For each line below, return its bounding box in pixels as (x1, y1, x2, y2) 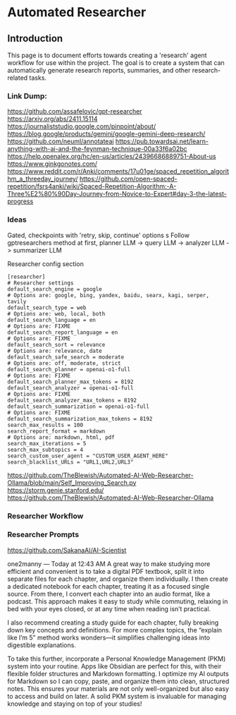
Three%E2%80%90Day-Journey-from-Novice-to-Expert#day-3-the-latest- (7, 190, 228, 198)
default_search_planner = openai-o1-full (7, 366, 131, 373)
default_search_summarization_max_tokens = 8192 (7, 415, 153, 422)
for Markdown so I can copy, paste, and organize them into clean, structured (7, 677, 230, 685)
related (7, 73, 28, 82)
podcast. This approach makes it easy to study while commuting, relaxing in (7, 597, 228, 606)
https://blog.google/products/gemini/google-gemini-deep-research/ (7, 130, 206, 138)
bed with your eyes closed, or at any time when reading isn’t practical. (7, 604, 211, 613)
